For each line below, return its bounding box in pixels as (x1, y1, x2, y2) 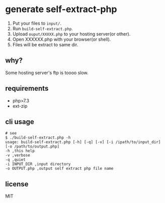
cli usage (5, 117, 34, 126)
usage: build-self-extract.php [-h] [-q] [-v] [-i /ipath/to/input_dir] (5, 140, 161, 145)
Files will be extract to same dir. (12, 41, 78, 47)
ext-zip (12, 103, 28, 109)
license (5, 180, 29, 188)
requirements (5, 84, 49, 93)
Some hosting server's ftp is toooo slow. (5, 70, 89, 76)
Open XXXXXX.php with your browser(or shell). (12, 36, 111, 42)
